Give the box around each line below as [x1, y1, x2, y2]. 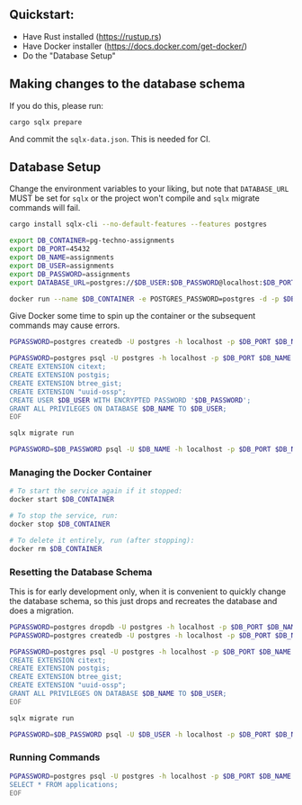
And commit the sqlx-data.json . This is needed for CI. [9, 133, 211, 144]
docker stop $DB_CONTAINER [9, 520, 111, 529]
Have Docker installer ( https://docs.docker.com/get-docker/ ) [22, 41, 248, 51]
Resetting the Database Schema [9, 565, 153, 578]
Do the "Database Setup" [22, 50, 117, 61]
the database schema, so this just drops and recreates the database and [9, 595, 278, 606]
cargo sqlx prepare [9, 117, 83, 127]
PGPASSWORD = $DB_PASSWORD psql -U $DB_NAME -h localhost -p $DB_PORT [9, 445, 271, 454]
